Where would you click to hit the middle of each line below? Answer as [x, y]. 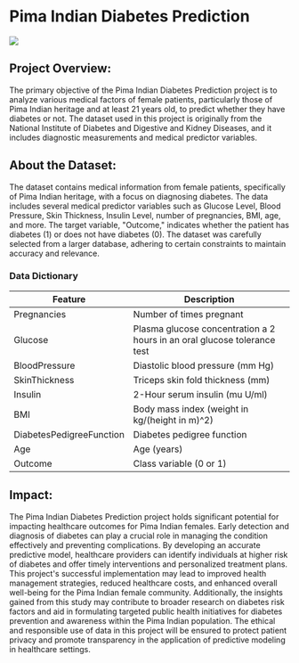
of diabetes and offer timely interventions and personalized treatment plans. [148, 564]
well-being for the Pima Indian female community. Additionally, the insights [146, 592]
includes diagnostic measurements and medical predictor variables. [133, 137]
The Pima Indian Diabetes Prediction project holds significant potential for [144, 516]
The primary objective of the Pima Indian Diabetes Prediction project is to [143, 90]
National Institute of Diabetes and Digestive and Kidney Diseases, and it [141, 127]
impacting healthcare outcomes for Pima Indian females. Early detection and [149, 526]
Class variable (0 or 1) [180, 463]
